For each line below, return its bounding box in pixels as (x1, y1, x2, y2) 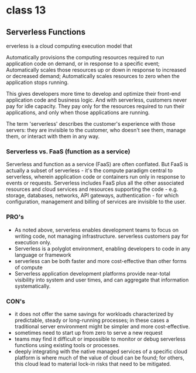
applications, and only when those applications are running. (6, 109, 150, 116)
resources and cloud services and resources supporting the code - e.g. (6, 186, 178, 193)
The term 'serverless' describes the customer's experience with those (6, 120, 176, 127)
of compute (14, 264, 43, 271)
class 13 (6, 4, 46, 17)
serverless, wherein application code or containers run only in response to (6, 173, 185, 180)
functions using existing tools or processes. (14, 341, 120, 348)
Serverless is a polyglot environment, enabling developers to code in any (14, 245, 190, 252)
